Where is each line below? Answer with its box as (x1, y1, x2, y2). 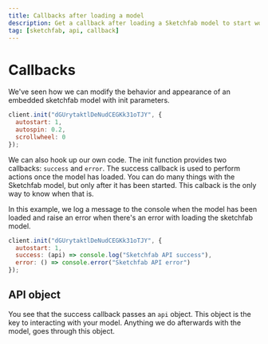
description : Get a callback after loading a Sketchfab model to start (8, 19, 251, 27)
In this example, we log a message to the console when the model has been (8, 204, 258, 213)
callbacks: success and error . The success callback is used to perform (8, 163, 241, 173)
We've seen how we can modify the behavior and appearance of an (8, 87, 231, 96)
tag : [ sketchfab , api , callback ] (8, 26, 120, 34)
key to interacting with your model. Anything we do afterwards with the (8, 318, 242, 327)
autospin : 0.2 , (15, 126, 66, 134)
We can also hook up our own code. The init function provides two (8, 154, 227, 164)
